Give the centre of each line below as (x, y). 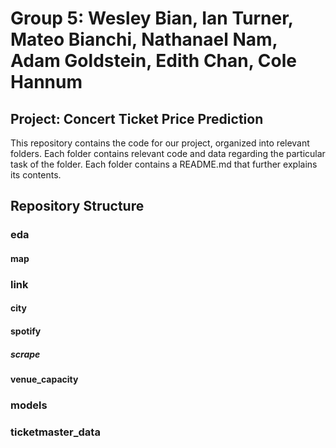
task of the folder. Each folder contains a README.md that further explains (164, 164)
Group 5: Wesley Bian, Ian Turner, (152, 18)
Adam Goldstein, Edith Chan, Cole (153, 61)
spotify (26, 331)
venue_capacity (44, 379)
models (29, 405)
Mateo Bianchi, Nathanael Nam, (144, 39)
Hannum (46, 82)
